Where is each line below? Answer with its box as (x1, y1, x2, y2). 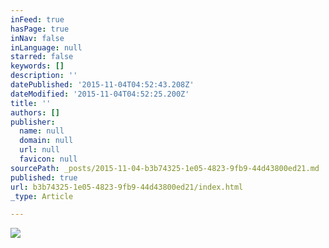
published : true (10, 172, 78, 183)
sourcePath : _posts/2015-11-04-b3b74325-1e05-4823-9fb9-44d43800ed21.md (10, 163, 320, 173)
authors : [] (10, 107, 60, 118)
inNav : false (10, 33, 65, 43)
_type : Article (10, 191, 74, 201)
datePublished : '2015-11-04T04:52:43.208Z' (10, 80, 195, 90)
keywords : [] (10, 61, 65, 71)
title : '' (10, 98, 52, 108)
